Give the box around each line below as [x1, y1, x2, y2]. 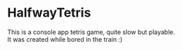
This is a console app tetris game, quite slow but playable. [7, 28, 176, 36]
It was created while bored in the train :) [7, 35, 123, 43]
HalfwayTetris [7, 5, 91, 21]
